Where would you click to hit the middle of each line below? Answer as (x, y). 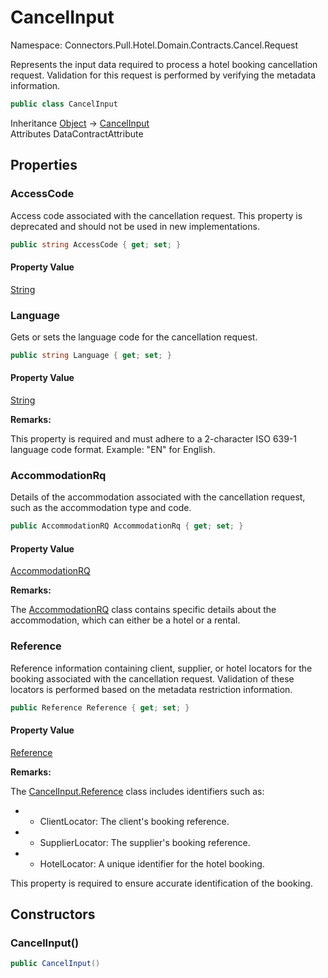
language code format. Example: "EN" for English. (113, 449)
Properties (44, 165)
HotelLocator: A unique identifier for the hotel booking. (152, 863)
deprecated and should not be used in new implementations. (135, 226)
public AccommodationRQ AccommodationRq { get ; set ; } (127, 526)
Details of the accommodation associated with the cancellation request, (158, 497)
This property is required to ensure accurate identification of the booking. (161, 883)
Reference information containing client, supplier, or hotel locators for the (161, 668)
